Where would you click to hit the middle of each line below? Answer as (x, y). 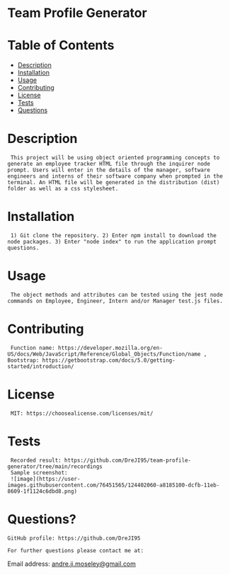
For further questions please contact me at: (75, 550)
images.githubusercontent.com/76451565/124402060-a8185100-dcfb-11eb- (114, 485)
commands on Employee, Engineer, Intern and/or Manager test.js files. (115, 301)
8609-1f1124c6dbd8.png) (42, 491)
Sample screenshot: (39, 472)
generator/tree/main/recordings (55, 466)
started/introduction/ (41, 366)
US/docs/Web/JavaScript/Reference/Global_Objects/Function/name (104, 354)
